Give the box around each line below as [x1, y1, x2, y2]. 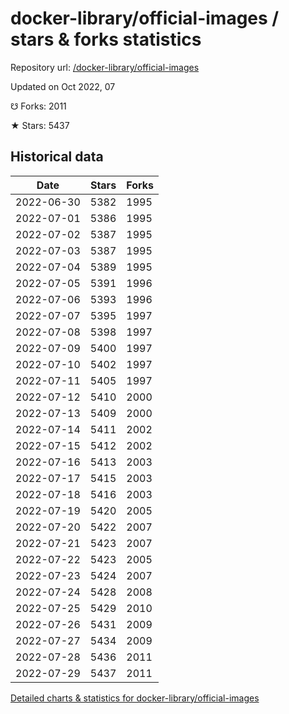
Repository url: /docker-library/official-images [10, 61, 200, 73]
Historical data [10, 148, 104, 166]
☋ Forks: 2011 [10, 100, 67, 112]
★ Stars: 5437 [10, 119, 70, 131]
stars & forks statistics [10, 28, 202, 51]
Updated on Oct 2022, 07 [10, 80, 116, 92]
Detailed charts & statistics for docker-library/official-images [10, 692, 260, 704]
